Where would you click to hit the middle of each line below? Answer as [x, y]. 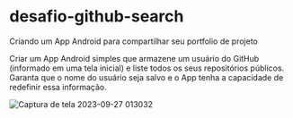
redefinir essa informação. [58, 87]
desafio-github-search [97, 17]
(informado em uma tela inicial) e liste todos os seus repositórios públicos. [147, 68]
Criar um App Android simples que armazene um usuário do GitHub [134, 58]
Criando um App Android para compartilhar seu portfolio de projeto [133, 41]
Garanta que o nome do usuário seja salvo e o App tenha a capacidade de [146, 77]
